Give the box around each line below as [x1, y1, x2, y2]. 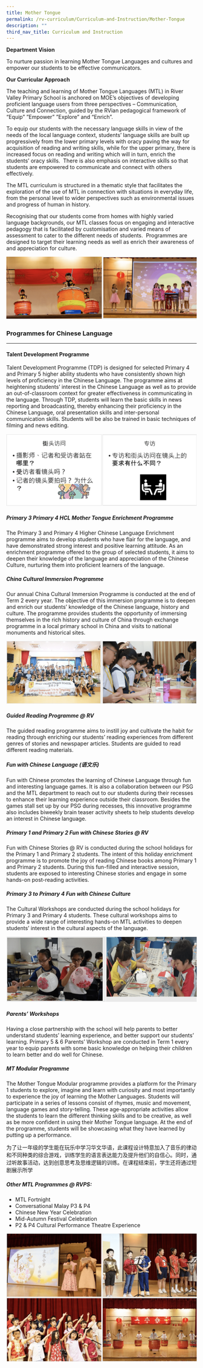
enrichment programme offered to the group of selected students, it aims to [6, 548, 195, 556]
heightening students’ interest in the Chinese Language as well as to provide [6, 384, 196, 391]
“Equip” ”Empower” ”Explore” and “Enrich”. [6, 114, 114, 121]
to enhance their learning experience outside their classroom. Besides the [6, 795, 190, 803]
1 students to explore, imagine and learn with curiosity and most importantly [6, 1087, 195, 1094]
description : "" [6, 22, 47, 28]
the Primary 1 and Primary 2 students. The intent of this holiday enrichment [6, 850, 193, 858]
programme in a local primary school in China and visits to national [6, 623, 172, 630]
